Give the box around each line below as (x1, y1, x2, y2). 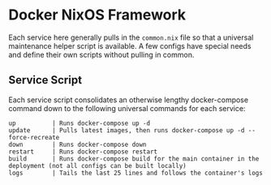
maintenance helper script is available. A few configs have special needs (8, 41, 252, 50)
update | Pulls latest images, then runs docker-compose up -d (8, 126, 245, 135)
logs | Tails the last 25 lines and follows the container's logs (8, 169, 264, 177)
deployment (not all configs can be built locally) (8, 161, 187, 170)
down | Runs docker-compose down (8, 140, 148, 148)
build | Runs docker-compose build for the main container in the (8, 154, 260, 163)
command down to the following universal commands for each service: (8, 103, 246, 113)
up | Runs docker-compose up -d (8, 119, 151, 127)
